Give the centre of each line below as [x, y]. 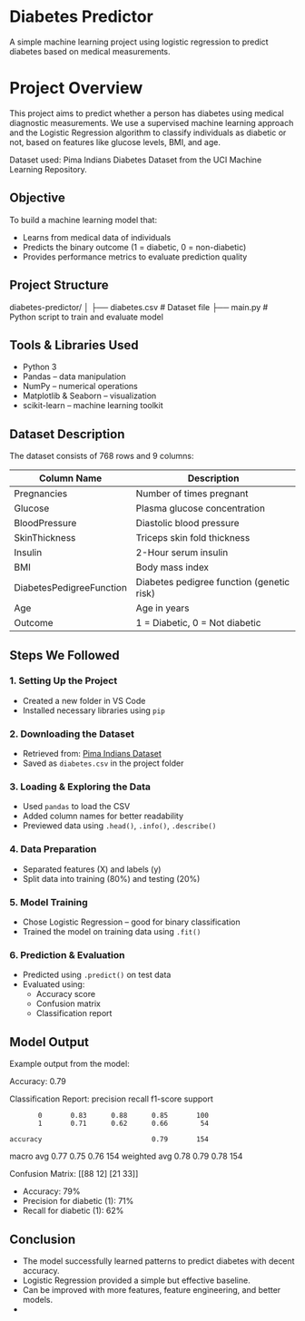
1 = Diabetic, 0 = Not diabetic [198, 623]
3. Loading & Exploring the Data [80, 787]
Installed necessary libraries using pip [93, 710]
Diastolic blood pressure [187, 524]
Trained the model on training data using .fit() [112, 931]
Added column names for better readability [103, 816]
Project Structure [59, 285]
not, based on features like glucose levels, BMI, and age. [115, 142]
